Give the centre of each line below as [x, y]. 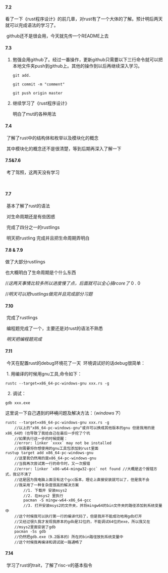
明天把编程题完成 [24, 339]
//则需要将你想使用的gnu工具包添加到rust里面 [57, 448]
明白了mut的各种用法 [34, 114]
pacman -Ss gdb [30, 531]
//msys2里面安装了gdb [35, 527]
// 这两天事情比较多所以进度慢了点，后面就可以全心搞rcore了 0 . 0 [73, 283]
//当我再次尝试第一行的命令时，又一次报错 [52, 463]
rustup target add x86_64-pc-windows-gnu [49, 453]
